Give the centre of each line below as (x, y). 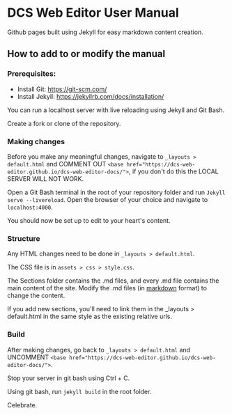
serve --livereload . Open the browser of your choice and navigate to (108, 199)
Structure (24, 238)
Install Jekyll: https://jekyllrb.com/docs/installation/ (91, 96)
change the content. (36, 296)
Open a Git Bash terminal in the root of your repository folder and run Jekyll (116, 192)
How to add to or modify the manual (86, 54)
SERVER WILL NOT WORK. (46, 178)
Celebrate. (22, 405)
